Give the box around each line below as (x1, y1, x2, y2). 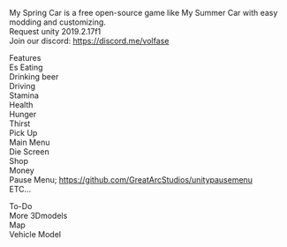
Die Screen (9, 146, 50, 157)
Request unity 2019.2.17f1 (9, 26, 102, 36)
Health (9, 100, 34, 109)
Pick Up (9, 128, 38, 138)
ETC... (9, 184, 32, 194)
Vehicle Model (9, 229, 62, 239)
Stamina (9, 90, 40, 101)
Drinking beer (9, 71, 59, 82)
